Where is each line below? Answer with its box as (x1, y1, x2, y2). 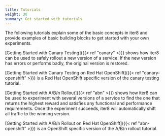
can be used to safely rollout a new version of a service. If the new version (5, 55, 157, 61)
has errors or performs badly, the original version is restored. (5, 60, 129, 67)
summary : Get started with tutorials (5, 16, 83, 21)
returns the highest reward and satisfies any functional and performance (5, 101, 153, 106)
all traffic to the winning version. (5, 111, 70, 117)
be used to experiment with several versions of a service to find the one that (5, 95, 160, 101)
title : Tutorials (5, 7, 41, 12)
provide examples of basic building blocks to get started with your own (5, 35, 149, 41)
